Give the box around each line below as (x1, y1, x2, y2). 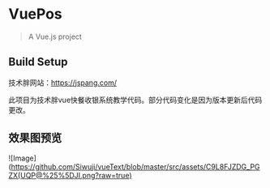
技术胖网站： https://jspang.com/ (8, 78, 118, 88)
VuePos (8, 5, 62, 23)
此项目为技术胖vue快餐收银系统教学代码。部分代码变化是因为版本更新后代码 (8, 95, 263, 105)
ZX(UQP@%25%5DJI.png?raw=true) (8, 170, 132, 180)
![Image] (8, 153, 36, 163)
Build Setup (8, 55, 68, 69)
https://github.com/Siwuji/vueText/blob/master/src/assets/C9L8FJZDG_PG (11, 161, 261, 171)
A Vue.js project (28, 32, 83, 41)
